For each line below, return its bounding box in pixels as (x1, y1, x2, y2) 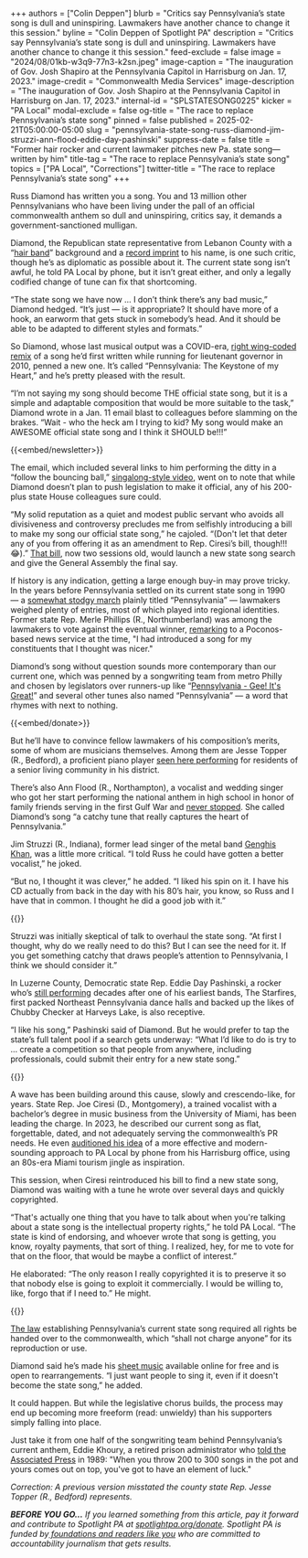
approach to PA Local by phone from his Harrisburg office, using (48, 1147, 291, 1158)
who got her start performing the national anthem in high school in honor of (10, 792, 295, 803)
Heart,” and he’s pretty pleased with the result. (10, 370, 186, 380)
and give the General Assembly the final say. (10, 558, 178, 568)
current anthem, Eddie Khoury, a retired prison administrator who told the (10, 1445, 287, 1455)
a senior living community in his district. (10, 764, 160, 775)
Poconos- (246, 624, 283, 635)
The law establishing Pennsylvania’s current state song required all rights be (10, 1323, 298, 1334)
